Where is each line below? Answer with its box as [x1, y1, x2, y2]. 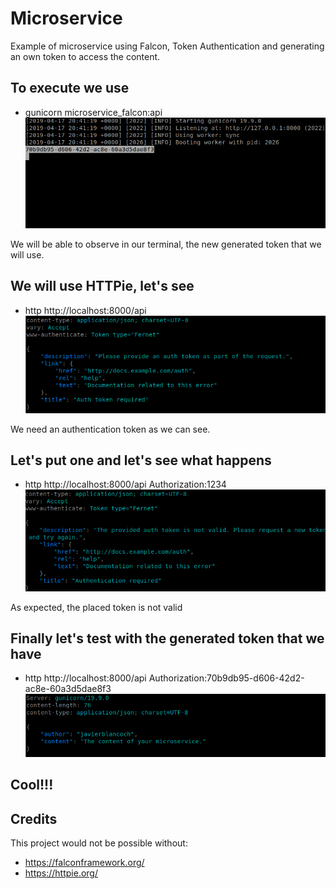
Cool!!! [10, 777, 54, 794]
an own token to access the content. [10, 50, 161, 62]
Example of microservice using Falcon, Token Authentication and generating [10, 40, 325, 52]
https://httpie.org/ [24, 867, 98, 879]
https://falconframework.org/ [24, 856, 145, 868]
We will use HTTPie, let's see [10, 278, 195, 295]
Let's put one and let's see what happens [10, 452, 272, 469]
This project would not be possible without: [10, 837, 188, 849]
